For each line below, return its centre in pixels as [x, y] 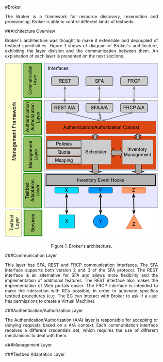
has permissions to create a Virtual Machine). [50, 301]
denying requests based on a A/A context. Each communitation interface [81, 325]
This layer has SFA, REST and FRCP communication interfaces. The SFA [81, 265]
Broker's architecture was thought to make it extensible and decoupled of [81, 40]
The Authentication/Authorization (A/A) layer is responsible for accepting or [81, 320]
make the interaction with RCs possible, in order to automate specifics [81, 291]
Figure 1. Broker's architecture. [81, 246]
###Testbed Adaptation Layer [35, 354]
